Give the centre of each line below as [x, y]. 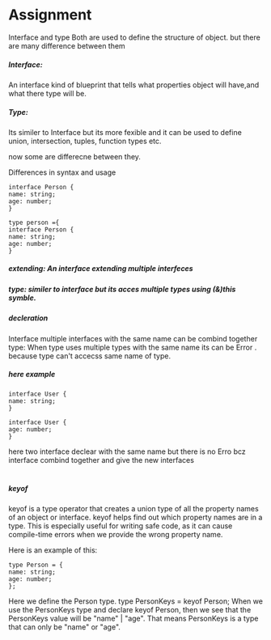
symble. [22, 298]
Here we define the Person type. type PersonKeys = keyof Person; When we [135, 601]
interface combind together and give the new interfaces [101, 460]
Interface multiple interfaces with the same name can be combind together [133, 338]
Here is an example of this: [53, 550]
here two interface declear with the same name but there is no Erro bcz [127, 451]
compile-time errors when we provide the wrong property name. [116, 535]
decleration [28, 318]
